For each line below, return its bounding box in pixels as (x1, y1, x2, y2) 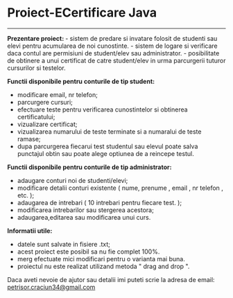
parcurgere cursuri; (17, 98, 73, 106)
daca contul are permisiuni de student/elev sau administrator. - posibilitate (7, 49, 220, 57)
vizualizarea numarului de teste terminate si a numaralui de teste (17, 127, 202, 136)
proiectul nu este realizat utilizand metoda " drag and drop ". (17, 262, 190, 270)
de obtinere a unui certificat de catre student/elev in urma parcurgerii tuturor (7, 56, 226, 64)
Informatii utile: (7, 227, 53, 235)
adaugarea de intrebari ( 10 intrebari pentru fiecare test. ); (17, 198, 182, 207)
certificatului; (17, 112, 55, 121)
